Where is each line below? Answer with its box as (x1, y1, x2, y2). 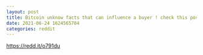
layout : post (6, 8, 39, 15)
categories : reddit (6, 25, 56, 32)
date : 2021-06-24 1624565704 (6, 20, 80, 26)
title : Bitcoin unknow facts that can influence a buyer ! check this (6, 15, 188, 21)
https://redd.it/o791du (6, 42, 60, 50)
